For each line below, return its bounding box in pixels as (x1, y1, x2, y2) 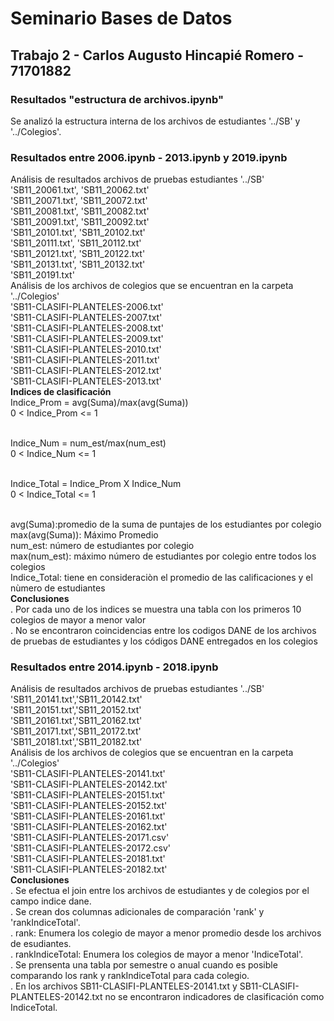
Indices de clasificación (10, 386, 112, 398)
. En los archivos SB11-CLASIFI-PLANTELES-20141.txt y (10, 980, 238, 992)
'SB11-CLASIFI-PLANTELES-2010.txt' (10, 343, 162, 356)
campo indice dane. (10, 895, 92, 907)
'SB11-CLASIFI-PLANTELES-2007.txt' (10, 312, 163, 324)
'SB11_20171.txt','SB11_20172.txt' (10, 725, 142, 737)
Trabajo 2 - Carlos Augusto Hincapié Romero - (10, 47, 304, 64)
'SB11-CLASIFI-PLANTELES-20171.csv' (10, 832, 170, 844)
